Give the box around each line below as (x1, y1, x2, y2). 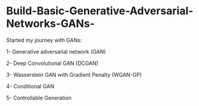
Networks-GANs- (6, 17, 95, 30)
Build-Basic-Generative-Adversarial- (6, 4, 194, 18)
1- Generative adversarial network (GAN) (6, 48, 106, 55)
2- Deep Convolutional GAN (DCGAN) (6, 60, 99, 67)
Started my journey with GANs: (6, 36, 82, 43)
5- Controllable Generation (6, 94, 72, 101)
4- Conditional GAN (6, 82, 55, 90)
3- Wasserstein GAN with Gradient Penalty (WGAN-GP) (6, 71, 142, 78)
